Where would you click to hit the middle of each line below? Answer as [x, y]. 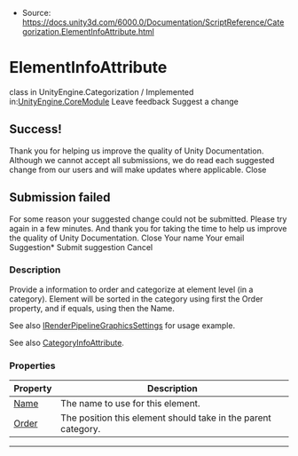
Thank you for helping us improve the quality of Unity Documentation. [137, 151]
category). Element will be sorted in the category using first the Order [136, 299]
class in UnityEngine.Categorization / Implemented [102, 91]
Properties [32, 366]
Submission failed [60, 197]
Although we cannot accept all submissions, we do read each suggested [142, 160]
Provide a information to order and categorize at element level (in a [131, 289]
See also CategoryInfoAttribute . [67, 342]
